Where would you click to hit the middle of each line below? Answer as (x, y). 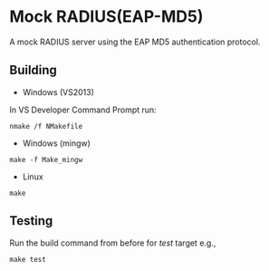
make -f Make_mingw (46, 160)
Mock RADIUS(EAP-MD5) (106, 17)
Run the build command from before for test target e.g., (113, 243)
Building (33, 70)
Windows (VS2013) (58, 92)
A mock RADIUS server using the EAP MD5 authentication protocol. (135, 42)
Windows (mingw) (56, 143)
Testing (31, 221)
